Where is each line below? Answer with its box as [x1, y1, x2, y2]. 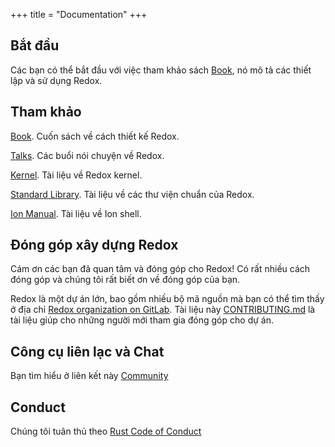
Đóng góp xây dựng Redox [10, 237, 179, 254]
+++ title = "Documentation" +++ [10, 9, 148, 20]
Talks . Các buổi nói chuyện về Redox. [10, 149, 165, 161]
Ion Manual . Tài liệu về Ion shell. [10, 207, 142, 219]
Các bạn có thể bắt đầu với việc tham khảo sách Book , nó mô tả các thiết [10, 64, 312, 76]
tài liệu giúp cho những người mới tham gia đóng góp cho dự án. [10, 314, 274, 326]
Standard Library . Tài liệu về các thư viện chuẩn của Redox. [10, 188, 255, 200]
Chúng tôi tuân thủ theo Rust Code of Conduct [10, 425, 202, 438]
